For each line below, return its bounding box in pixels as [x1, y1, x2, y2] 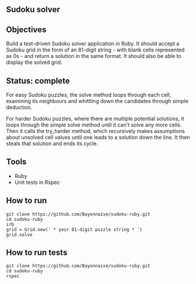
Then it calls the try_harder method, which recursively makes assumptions [6, 128, 185, 135]
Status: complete [6, 76, 70, 85]
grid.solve [6, 231, 33, 238]
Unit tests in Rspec [14, 179, 60, 186]
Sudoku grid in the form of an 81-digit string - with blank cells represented [6, 46, 185, 53]
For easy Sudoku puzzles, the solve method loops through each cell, [6, 91, 171, 98]
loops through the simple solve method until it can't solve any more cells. [6, 121, 183, 128]
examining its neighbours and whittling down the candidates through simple [6, 98, 189, 105]
